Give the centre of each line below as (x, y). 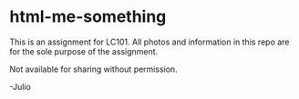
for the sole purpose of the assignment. (84, 51)
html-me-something (88, 17)
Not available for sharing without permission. (93, 69)
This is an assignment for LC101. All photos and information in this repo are (149, 42)
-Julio (21, 86)
